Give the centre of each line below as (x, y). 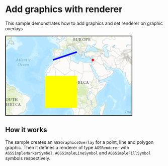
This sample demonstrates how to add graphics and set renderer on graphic (84, 23)
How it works (26, 130)
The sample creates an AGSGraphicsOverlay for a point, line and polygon (79, 142)
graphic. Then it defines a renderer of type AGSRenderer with (67, 147)
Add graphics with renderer (64, 9)
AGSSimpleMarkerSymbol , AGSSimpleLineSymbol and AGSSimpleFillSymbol (78, 153)
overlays (14, 28)
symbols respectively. (28, 158)
